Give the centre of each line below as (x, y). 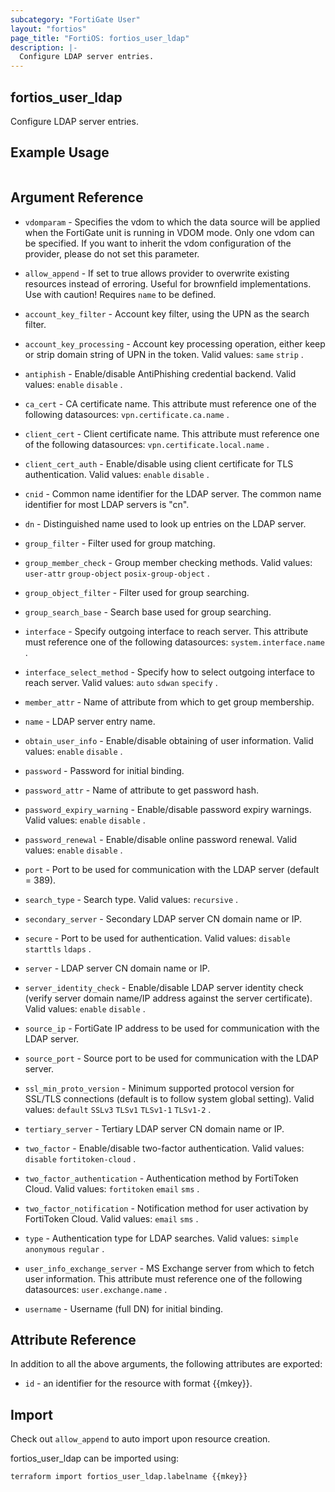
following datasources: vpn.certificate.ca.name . (127, 414)
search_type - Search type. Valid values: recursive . (131, 899)
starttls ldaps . (58, 948)
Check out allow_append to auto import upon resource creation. (140, 1439)
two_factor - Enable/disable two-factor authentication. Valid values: (164, 1148)
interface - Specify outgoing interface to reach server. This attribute (166, 631)
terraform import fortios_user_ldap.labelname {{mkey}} (129, 1477)
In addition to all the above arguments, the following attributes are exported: (166, 1364)
